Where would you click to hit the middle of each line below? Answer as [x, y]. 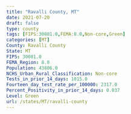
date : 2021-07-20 [28, 17]
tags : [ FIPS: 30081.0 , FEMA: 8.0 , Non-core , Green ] [66, 34]
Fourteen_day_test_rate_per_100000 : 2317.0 [62, 85]
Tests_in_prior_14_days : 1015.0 [47, 79]
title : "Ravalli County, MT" [43, 12]
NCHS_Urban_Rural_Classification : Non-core [62, 74]
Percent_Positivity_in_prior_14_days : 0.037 [63, 90]
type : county [23, 29]
